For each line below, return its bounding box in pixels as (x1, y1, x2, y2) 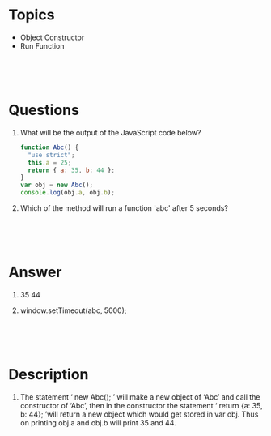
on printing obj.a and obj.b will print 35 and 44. (19, 417, 176, 427)
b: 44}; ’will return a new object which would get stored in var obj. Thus (19, 409, 259, 419)
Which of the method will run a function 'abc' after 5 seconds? (19, 203, 229, 212)
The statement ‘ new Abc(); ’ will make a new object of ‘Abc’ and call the (19, 391, 260, 402)
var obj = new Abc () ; (19, 181, 94, 190)
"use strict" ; (28, 151, 75, 159)
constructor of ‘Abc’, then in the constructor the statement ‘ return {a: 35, (19, 400, 263, 410)
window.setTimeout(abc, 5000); (19, 306, 127, 315)
